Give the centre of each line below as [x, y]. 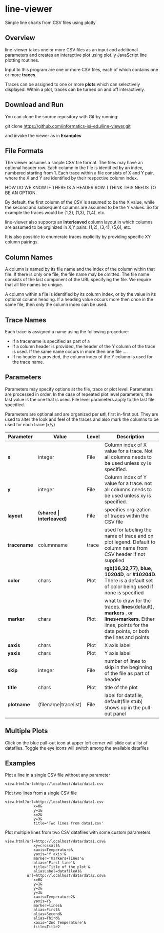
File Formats [24, 151]
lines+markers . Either [129, 619]
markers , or [119, 613]
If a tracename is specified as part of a [51, 341]
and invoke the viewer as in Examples [43, 135]
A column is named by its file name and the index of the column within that [80, 269]
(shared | [49, 513]
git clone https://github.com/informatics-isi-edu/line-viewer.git [68, 126]
